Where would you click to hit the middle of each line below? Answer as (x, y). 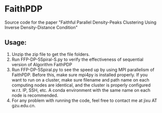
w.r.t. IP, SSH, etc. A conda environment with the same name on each (81, 90)
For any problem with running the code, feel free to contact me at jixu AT (84, 100)
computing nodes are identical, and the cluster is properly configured (81, 85)
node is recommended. (35, 95)
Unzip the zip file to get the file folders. (51, 54)
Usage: (16, 43)
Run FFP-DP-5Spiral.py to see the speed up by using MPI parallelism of (83, 70)
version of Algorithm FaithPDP (42, 64)
